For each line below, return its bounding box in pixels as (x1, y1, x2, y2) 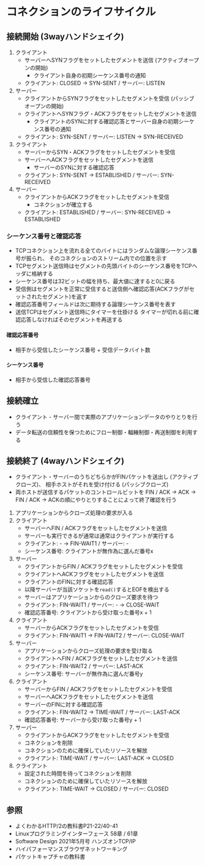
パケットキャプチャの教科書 (15, 853, 86, 860)
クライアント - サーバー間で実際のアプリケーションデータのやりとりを (15, 413, 193, 420)
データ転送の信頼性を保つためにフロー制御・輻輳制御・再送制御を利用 (15, 428, 193, 435)
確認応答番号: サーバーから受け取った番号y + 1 (24, 716, 142, 724)
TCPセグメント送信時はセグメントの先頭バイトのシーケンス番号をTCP (15, 262, 192, 270)
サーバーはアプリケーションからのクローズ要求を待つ (24, 594, 158, 601)
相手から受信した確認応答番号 (15, 376, 91, 383)
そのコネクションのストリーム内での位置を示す (48, 255, 167, 262)
